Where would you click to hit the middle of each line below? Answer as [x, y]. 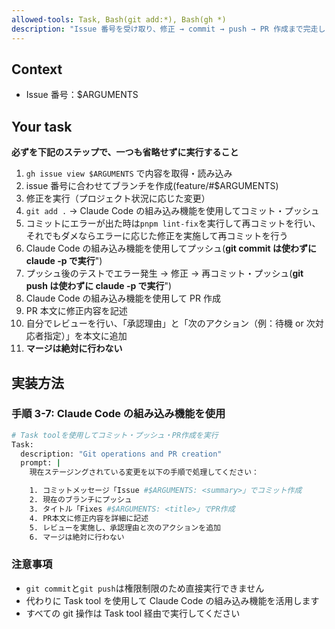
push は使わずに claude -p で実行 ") [99, 286]
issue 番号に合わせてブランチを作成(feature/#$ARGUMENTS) [152, 186]
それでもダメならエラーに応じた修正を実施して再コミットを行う [157, 236]
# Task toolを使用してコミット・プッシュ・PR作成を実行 [115, 435]
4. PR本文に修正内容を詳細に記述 [89, 518]
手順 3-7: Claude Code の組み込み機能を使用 [118, 414]
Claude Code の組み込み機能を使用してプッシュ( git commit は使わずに [171, 248]
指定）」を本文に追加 [85, 336]
